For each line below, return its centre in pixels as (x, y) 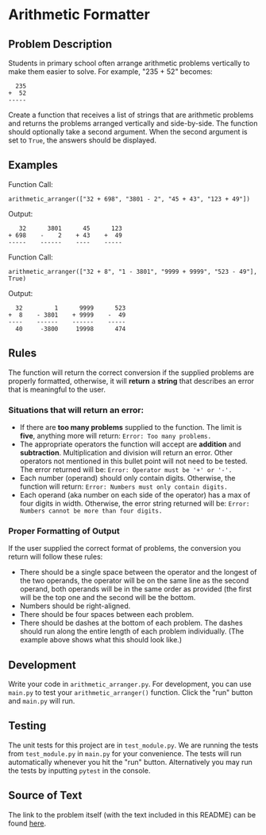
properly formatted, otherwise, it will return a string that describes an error (131, 380)
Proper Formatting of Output (64, 531)
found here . (27, 823)
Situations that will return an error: (76, 410)
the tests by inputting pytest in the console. (79, 771)
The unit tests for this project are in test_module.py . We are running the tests (133, 745)
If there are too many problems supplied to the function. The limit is (131, 427)
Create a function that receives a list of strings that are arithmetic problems (131, 115)
